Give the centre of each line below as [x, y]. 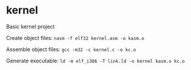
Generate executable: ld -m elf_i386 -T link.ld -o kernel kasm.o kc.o [95, 61]
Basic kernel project [31, 26]
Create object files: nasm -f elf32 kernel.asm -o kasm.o [75, 38]
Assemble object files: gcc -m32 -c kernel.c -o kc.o [71, 49]
